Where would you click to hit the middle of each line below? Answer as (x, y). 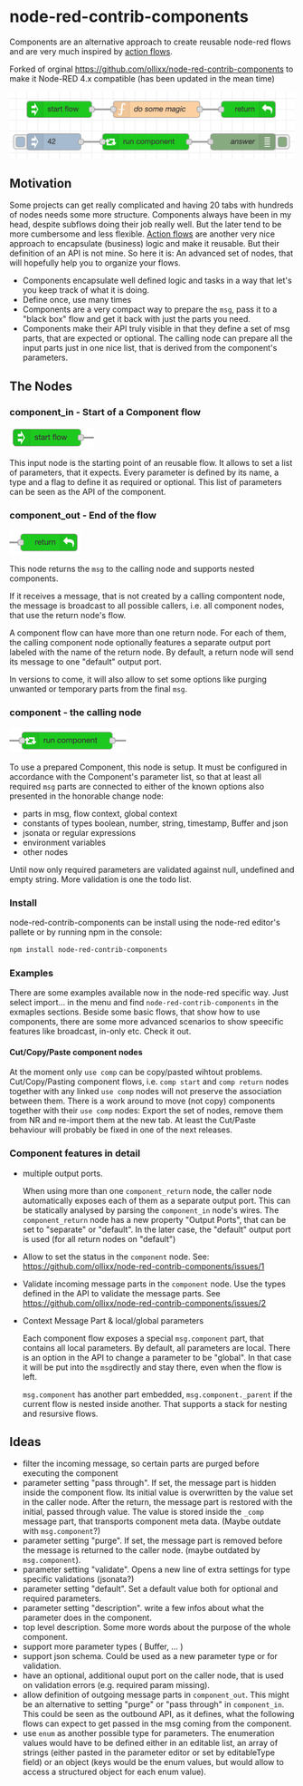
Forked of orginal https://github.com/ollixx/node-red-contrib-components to (151, 69)
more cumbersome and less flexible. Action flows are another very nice (142, 234)
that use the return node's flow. (68, 616)
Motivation (41, 183)
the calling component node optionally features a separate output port (140, 643)
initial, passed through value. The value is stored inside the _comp (143, 1512)
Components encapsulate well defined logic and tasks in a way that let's (157, 281)
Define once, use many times (77, 300)
